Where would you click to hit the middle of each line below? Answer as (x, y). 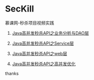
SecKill (19, 9)
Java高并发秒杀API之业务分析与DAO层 (50, 33)
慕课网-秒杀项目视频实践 (30, 23)
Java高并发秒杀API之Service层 (43, 43)
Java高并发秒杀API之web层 (39, 53)
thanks (12, 73)
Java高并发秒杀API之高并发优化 (44, 64)
